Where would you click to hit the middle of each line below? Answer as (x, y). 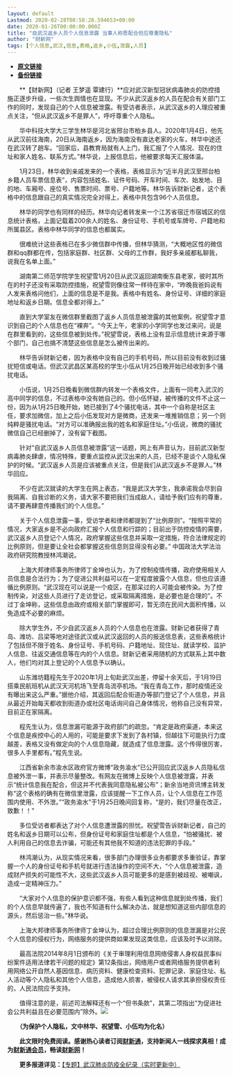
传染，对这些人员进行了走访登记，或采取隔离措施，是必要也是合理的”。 (115, 596)
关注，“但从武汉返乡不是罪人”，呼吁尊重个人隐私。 (86, 116)
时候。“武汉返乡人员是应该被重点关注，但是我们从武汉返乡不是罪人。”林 (121, 465)
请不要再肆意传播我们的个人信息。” (56, 506)
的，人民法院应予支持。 (41, 988)
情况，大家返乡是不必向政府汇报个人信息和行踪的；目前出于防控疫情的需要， (116, 529)
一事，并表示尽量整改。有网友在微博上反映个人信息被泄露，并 (119, 776)
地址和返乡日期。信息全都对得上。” (56, 302)
